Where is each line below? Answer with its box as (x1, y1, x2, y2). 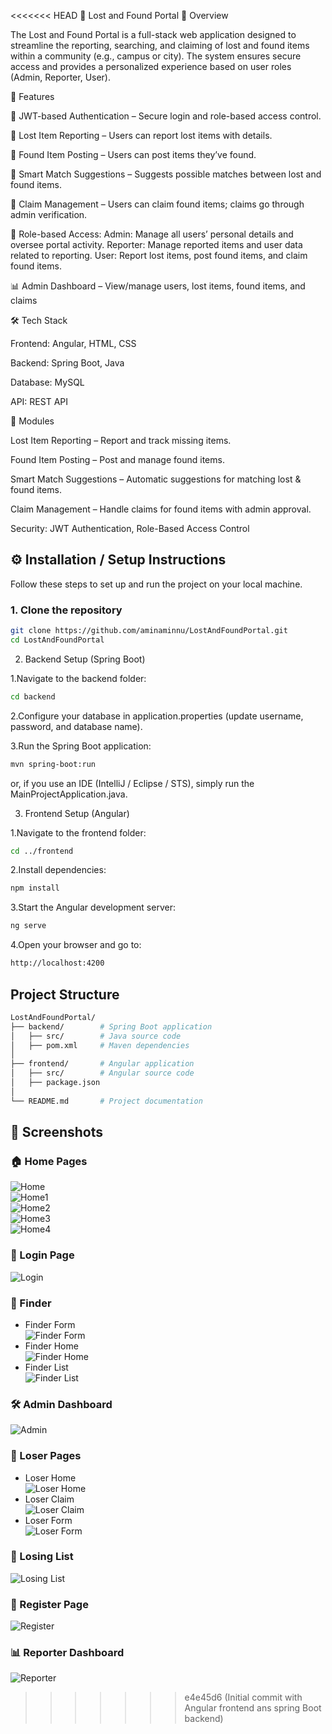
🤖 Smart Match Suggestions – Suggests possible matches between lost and (10, 168, 322, 180)
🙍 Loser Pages (10, 1449, 82, 1463)
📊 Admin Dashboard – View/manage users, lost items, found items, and (10, 280, 306, 292)
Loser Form (24, 1514, 73, 1526)
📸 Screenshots (10, 1124, 104, 1141)
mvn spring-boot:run (10, 759, 97, 769)
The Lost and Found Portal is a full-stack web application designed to (10, 29, 297, 40)
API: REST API (10, 396, 69, 407)
